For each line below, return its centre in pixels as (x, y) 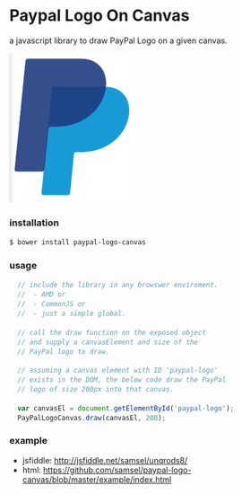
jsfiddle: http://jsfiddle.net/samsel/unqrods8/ (105, 460)
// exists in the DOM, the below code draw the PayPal (122, 380)
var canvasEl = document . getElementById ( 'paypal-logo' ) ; (126, 408)
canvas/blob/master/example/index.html (97, 479)
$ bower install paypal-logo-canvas (78, 243)
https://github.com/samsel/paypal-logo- (117, 470)
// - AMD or (42, 295)
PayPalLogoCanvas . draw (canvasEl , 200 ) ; (92, 418)
